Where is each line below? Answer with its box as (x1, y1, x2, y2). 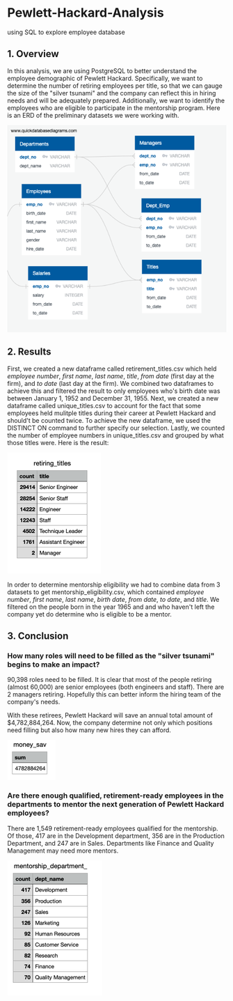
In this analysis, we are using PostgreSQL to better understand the (7, 66, 197, 75)
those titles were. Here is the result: (7, 438, 109, 447)
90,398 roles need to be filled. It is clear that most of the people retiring (7, 676, 212, 684)
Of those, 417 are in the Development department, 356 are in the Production (7, 831, 225, 840)
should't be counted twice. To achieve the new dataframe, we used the (7, 416, 211, 424)
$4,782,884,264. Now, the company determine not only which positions (7, 719, 213, 727)
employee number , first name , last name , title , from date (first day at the (7, 371, 214, 380)
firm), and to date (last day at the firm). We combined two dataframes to (7, 379, 214, 387)
